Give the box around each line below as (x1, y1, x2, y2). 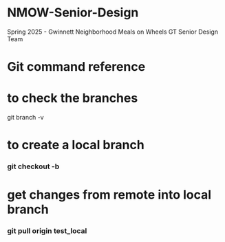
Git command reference (7, 59, 146, 75)
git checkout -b (7, 162, 60, 171)
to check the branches (7, 91, 138, 106)
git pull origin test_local (7, 226, 87, 236)
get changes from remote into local (7, 187, 212, 203)
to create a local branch (7, 137, 144, 153)
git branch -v (7, 113, 44, 122)
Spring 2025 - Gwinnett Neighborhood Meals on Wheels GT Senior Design (7, 27, 219, 36)
